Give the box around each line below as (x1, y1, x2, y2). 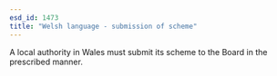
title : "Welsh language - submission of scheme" (9, 22, 198, 31)
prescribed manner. (9, 56, 84, 67)
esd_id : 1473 (9, 13, 59, 23)
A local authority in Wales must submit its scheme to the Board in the (9, 46, 268, 57)
